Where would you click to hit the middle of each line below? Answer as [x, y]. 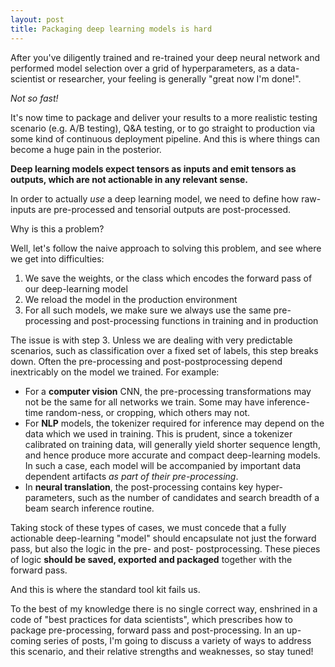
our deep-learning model [76, 288]
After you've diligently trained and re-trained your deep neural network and [165, 57]
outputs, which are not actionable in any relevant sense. [129, 179]
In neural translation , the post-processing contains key [139, 487]
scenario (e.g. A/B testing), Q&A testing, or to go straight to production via [163, 128]
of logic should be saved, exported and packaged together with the [151, 559]
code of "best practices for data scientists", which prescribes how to [151, 619]
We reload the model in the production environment [131, 299]
